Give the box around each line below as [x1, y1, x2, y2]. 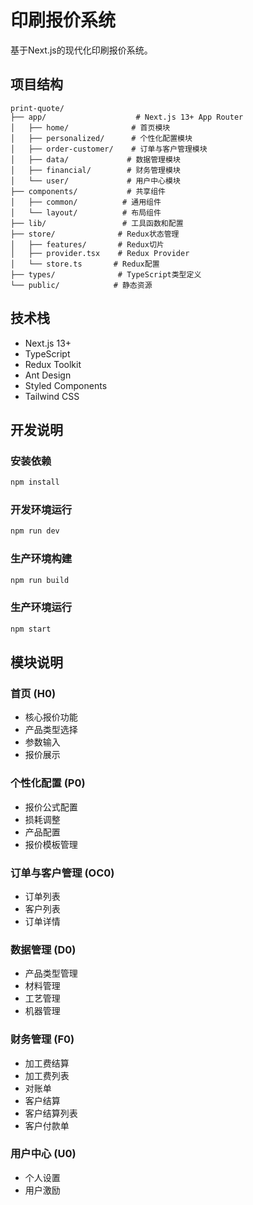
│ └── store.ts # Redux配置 [10, 259, 160, 269]
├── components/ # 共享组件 [10, 186, 167, 196]
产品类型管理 [24, 967, 78, 980]
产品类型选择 [24, 724, 78, 736]
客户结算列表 [24, 1107, 78, 1119]
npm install [10, 477, 60, 488]
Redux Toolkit [24, 358, 82, 370]
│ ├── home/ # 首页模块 [10, 122, 171, 133]
